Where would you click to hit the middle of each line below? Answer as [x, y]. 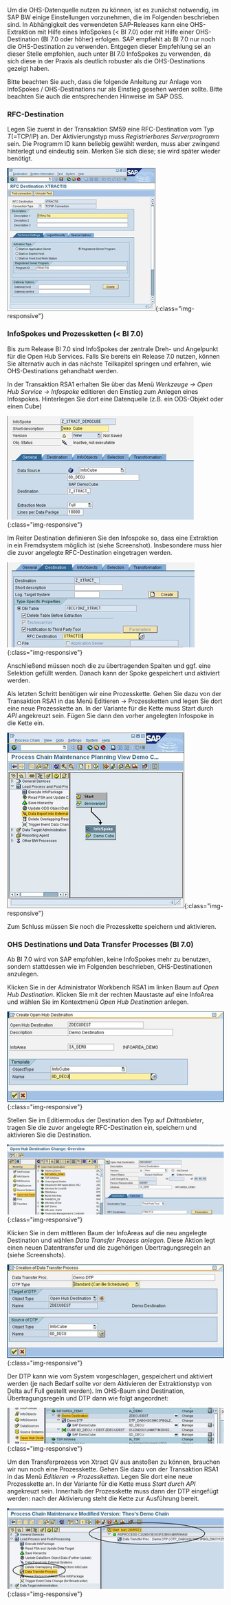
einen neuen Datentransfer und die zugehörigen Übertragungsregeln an [109, 1248]
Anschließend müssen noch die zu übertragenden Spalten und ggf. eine [109, 665]
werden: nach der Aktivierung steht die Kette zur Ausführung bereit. [103, 1498]
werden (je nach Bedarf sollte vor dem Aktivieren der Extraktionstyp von [109, 1383]
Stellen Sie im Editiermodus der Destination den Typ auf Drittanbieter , [106, 1120]
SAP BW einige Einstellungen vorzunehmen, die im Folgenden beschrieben [113, 17]
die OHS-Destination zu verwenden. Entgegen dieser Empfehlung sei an [109, 46]
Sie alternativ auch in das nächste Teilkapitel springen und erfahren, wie [109, 364]
